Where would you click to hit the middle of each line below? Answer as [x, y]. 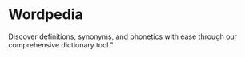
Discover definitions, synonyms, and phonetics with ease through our [123, 36]
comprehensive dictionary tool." [61, 44]
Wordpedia [46, 15]
